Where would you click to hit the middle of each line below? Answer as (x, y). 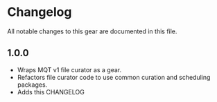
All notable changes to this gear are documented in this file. (92, 31)
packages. (32, 85)
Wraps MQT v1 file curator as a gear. (69, 69)
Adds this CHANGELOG (51, 92)
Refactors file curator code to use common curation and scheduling (114, 77)
